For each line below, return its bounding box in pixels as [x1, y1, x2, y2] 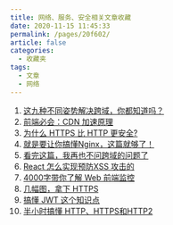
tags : [10, 63, 30, 72]
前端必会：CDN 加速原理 [22, 116, 114, 127]
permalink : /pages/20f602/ [10, 29, 111, 38]
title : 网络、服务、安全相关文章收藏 [10, 12, 132, 22]
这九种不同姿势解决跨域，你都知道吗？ [22, 104, 164, 116]
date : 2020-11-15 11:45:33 [10, 21, 111, 30]
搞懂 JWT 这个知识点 [22, 194, 101, 205]
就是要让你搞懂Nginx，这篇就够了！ [22, 138, 155, 149]
